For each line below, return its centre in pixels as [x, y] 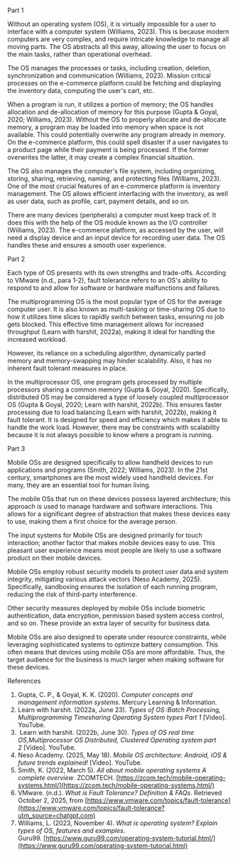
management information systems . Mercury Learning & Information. [117, 702]
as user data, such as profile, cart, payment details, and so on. [99, 201]
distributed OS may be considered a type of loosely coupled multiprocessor [118, 397]
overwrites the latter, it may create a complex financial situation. [101, 157]
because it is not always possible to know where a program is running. [110, 435]
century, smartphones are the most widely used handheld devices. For [111, 478]
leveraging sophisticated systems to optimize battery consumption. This [113, 645]
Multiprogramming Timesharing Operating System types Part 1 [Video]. [122, 717]
